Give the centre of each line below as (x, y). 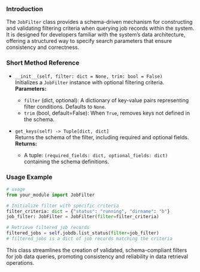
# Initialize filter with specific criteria (63, 206)
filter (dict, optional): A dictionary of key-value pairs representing (106, 100)
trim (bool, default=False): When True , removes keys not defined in (107, 113)
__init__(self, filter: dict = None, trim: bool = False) (89, 77)
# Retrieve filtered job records (48, 228)
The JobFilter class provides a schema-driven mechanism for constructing (99, 22)
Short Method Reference (43, 63)
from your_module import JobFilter (51, 195)
